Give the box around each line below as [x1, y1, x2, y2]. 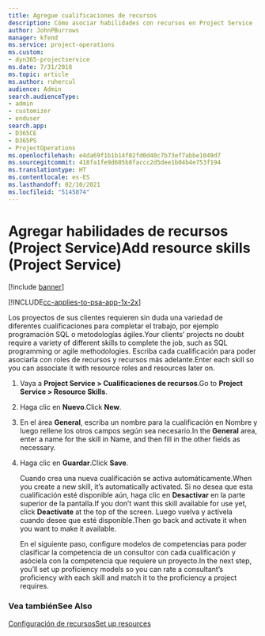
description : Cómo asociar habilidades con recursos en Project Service [8, 19, 253, 27]
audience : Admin [8, 85, 62, 93]
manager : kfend [8, 33, 59, 42]
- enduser [8, 115, 41, 123]
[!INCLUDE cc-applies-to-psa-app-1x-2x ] [8, 297, 142, 307]
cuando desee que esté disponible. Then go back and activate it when [19, 515, 247, 524]
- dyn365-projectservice [8, 56, 90, 64]
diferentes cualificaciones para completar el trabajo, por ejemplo [8, 321, 219, 331]
